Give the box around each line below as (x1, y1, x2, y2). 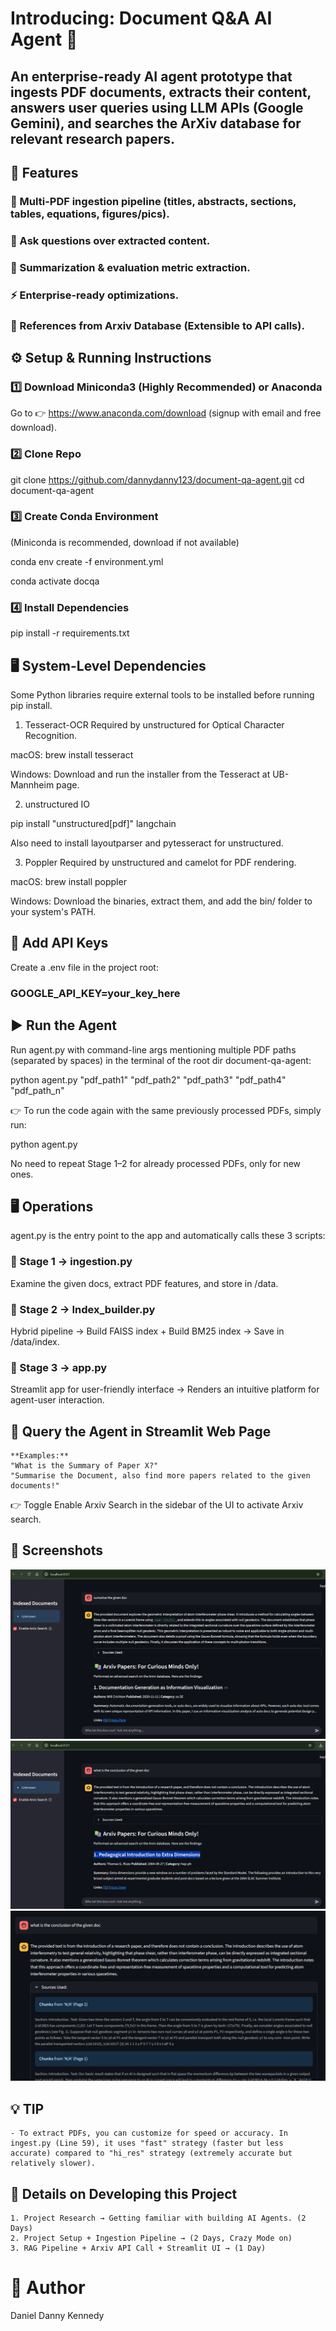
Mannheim (10, 778, 55, 791)
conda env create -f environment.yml (10, 555, 164, 567)
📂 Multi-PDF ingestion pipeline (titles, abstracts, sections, (10, 194, 297, 208)
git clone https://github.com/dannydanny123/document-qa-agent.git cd (10, 473, 305, 486)
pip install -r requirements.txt (10, 627, 130, 639)
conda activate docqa (10, 575, 100, 587)
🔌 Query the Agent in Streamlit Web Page (10, 1423, 272, 1440)
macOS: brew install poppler (10, 875, 127, 887)
